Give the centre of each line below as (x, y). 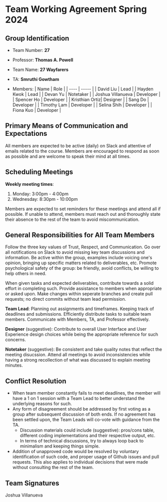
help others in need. (26, 274)
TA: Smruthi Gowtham (36, 79)
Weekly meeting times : (29, 184)
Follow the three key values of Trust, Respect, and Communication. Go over (83, 247)
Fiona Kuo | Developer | (37, 110)
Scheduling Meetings (39, 172)
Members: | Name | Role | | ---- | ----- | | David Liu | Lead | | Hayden (83, 89)
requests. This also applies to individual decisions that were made (80, 462)
